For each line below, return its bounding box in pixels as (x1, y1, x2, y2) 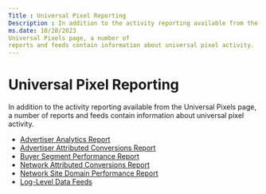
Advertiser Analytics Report (19, 135, 111, 145)
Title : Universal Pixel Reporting (8, 11, 127, 20)
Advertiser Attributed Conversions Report (19, 143, 156, 152)
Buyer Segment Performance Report (19, 152, 139, 161)
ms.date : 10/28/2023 (8, 26, 77, 34)
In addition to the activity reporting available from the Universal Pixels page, (8, 102, 257, 112)
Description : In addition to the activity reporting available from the (8, 19, 259, 27)
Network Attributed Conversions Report (19, 160, 150, 170)
